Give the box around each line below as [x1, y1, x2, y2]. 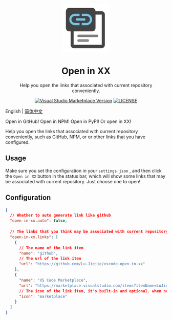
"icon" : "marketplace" [18, 294, 68, 299]
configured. [5, 139, 30, 145]
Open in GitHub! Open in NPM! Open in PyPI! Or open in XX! [5, 118, 132, 124]
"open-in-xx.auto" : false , [10, 218, 68, 224]
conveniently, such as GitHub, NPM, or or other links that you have [5, 134, 146, 140]
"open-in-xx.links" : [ [10, 234, 58, 240]
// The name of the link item [18, 245, 83, 250]
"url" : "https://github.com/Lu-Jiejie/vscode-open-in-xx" [18, 262, 145, 267]
